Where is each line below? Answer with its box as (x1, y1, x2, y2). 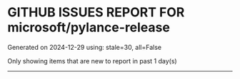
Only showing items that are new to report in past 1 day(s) (7, 56, 177, 65)
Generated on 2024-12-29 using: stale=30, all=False (7, 43, 162, 51)
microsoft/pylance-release (7, 19, 170, 36)
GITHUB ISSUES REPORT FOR (7, 4, 185, 21)
